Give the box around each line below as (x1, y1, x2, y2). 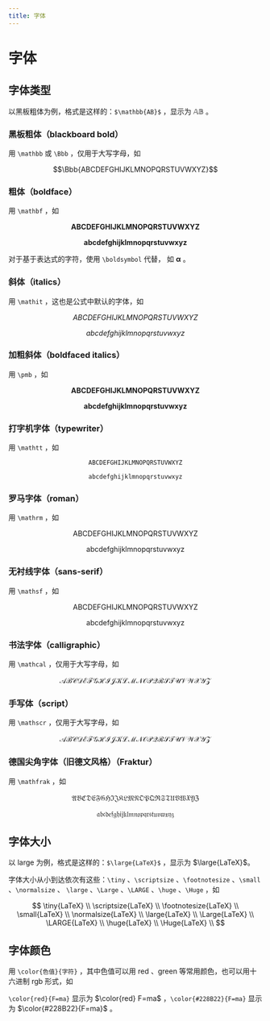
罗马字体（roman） (8, 493, 85, 504)
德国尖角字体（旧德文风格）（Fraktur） (8, 757, 157, 768)
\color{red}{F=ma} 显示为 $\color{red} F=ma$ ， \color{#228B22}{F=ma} (8, 994, 247, 1003)
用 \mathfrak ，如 (8, 776, 67, 786)
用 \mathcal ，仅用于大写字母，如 (8, 659, 119, 669)
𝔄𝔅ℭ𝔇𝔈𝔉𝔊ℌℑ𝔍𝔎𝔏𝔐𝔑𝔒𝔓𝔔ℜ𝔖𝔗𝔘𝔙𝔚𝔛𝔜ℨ (71, 793, 200, 803)
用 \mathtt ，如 (8, 442, 59, 452)
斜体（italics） (8, 276, 66, 288)
